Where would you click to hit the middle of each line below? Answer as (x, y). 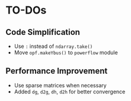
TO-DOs (26, 10)
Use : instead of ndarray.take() (53, 46)
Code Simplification (43, 32)
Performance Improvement (57, 71)
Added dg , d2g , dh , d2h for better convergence (70, 92)
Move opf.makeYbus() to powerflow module (66, 53)
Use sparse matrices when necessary (60, 85)
